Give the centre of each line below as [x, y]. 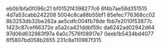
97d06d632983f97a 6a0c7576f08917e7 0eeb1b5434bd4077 [80, 34]
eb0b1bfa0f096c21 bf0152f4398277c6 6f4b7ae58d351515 [77, 9]
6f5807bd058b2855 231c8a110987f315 [54, 40]
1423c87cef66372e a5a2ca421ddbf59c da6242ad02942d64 [80, 27]
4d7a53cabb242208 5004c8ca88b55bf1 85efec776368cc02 [81, 15]
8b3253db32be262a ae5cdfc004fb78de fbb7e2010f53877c [79, 21]
